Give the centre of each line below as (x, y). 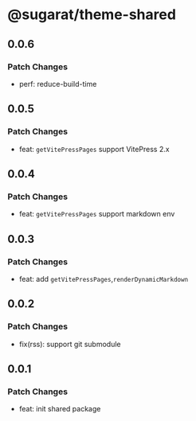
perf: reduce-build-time (58, 84)
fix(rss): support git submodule (70, 344)
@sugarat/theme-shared (92, 15)
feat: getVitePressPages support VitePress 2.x (94, 149)
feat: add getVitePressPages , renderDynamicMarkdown (104, 279)
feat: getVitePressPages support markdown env (97, 214)
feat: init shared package (60, 409)
